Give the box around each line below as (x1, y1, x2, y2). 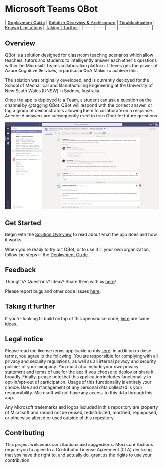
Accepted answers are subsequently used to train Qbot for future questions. (5, 113, 159, 118)
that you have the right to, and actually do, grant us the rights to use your (5, 452, 152, 458)
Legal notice (5, 335, 43, 343)
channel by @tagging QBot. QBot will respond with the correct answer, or (5, 102, 153, 108)
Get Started (5, 219, 41, 227)
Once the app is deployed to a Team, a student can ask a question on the (5, 97, 152, 103)
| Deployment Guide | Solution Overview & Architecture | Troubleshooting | (5, 20, 155, 25)
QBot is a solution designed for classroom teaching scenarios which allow (5, 52, 154, 58)
